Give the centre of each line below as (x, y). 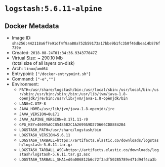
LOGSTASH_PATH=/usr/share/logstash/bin (60, 130)
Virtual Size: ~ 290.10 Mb (37, 58)
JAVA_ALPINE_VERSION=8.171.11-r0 (54, 120)
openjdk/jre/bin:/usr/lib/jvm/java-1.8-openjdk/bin (73, 98)
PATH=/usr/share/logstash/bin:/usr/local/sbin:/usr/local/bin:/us (89, 90)
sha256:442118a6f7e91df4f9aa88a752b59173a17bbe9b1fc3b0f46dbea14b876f (86, 43)
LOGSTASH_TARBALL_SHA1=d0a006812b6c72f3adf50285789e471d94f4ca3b (88, 160)
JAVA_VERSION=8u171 (39, 114)
